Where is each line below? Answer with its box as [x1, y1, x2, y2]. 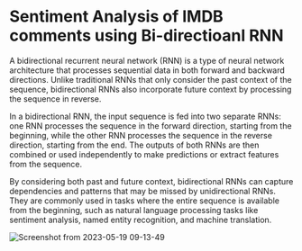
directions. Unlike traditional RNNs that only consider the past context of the [9, 74, 292, 85]
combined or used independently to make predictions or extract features [9, 148, 279, 159]
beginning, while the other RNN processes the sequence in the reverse [9, 130, 273, 140]
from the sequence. [9, 158, 83, 169]
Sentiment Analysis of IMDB [9, 6, 224, 27]
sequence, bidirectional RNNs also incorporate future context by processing [9, 84, 292, 94]
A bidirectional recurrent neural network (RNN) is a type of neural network [9, 55, 285, 66]
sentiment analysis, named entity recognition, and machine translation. [9, 214, 272, 225]
